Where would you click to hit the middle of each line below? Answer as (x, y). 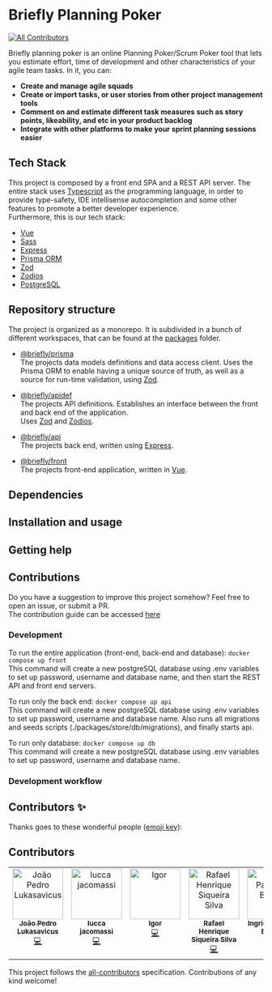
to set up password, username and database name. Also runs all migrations (134, 718)
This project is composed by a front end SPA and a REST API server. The (130, 182)
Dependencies (46, 494)
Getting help (40, 549)
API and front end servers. (52, 685)
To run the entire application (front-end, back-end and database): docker (130, 653)
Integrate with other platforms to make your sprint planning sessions (138, 129)
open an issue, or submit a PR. (59, 606)
